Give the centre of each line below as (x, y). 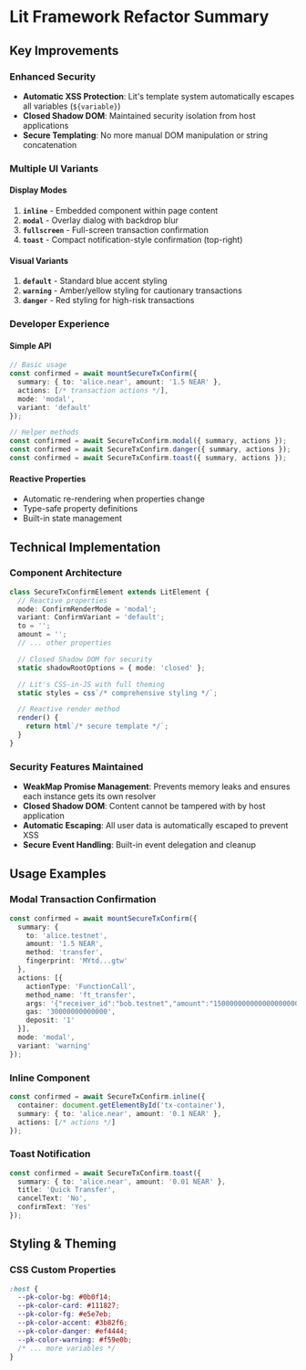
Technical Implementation (85, 547)
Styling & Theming (63, 1244)
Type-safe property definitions (80, 509)
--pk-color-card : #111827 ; (69, 1306)
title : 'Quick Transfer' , (67, 1190)
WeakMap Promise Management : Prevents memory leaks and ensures (156, 786)
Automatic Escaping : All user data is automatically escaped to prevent (155, 826)
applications (46, 125)
